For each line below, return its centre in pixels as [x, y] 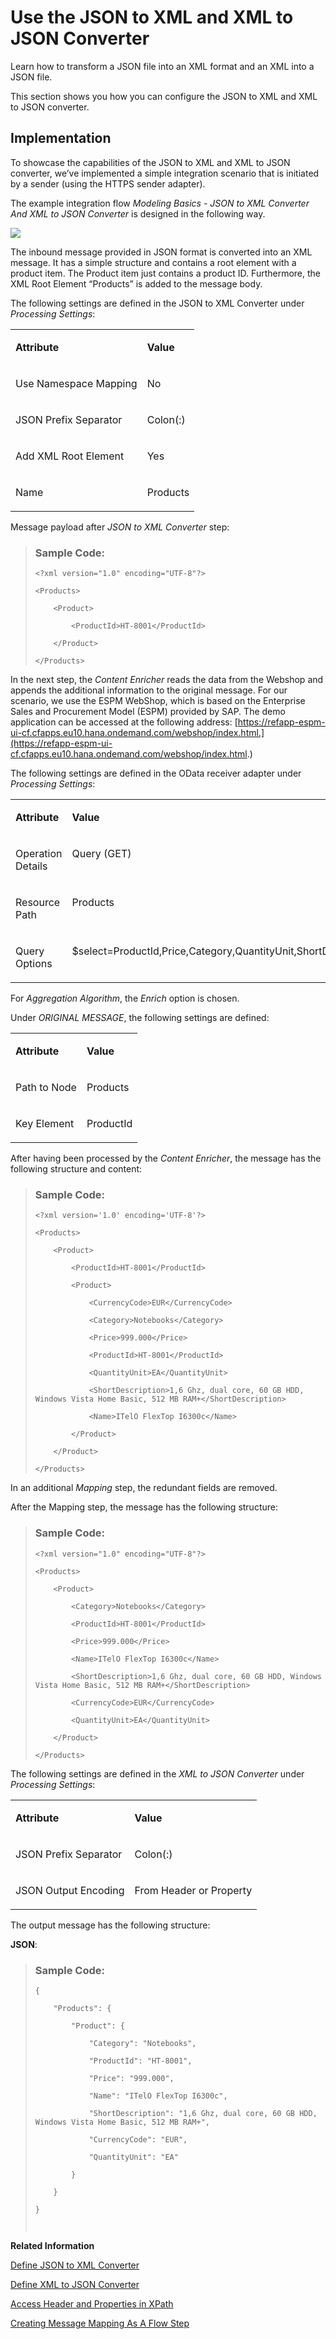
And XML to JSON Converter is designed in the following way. [138, 213]
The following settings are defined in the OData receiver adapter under [156, 773]
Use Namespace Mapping [76, 383]
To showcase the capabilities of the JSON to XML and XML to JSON [150, 162]
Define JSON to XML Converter [75, 2265]
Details [31, 866]
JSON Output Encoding [70, 1890]
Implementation [61, 138]
